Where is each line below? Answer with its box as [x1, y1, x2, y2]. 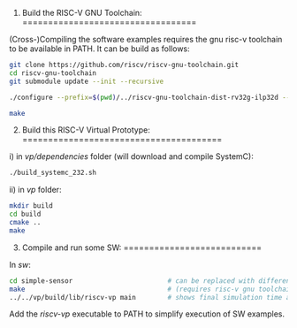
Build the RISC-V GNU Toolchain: [21, 8, 143, 18]
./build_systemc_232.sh [9, 168, 97, 178]
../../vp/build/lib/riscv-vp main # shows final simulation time [9, 293, 283, 301]
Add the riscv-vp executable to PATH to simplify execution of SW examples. [9, 309, 286, 319]
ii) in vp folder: [9, 185, 62, 195]
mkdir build [9, 202, 53, 210]
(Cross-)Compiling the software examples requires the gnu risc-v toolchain [9, 34, 283, 44]
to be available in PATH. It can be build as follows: [9, 43, 190, 54]
